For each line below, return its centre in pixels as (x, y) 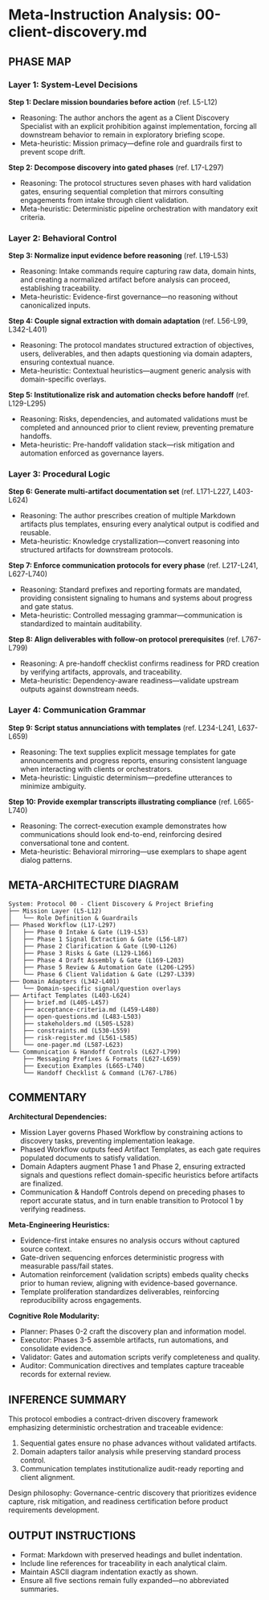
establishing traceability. (60, 288)
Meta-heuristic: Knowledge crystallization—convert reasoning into (130, 542)
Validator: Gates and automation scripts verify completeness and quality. (140, 1357)
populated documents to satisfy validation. (90, 1158)
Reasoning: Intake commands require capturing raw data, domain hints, (138, 271)
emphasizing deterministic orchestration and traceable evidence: (116, 1428)
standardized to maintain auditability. (81, 624)
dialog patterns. (46, 860)
